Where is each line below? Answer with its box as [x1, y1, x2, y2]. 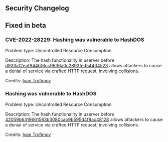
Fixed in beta [5, 21, 46, 30]
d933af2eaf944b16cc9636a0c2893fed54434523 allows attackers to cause [5, 63, 162, 69]
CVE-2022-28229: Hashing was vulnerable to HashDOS [5, 36, 144, 43]
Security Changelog [5, 4, 69, 13]
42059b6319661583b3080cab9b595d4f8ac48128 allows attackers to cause [5, 116, 163, 122]
